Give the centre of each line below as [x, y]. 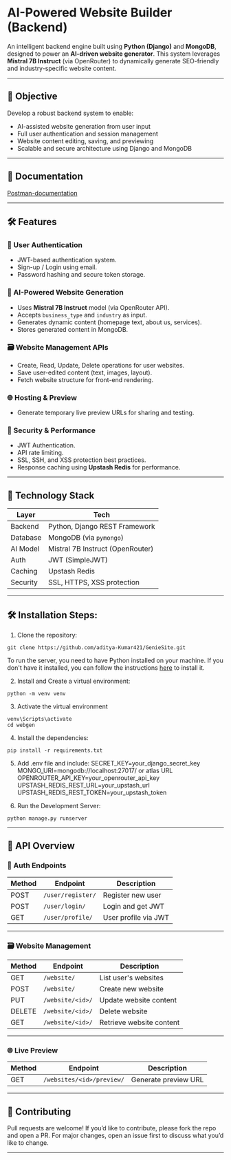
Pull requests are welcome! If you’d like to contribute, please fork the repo [112, 1128]
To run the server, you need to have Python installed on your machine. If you [115, 661]
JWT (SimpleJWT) [78, 560]
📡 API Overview [41, 846]
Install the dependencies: [53, 738]
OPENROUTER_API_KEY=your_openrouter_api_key [88, 778]
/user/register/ [70, 895]
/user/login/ [65, 906]
